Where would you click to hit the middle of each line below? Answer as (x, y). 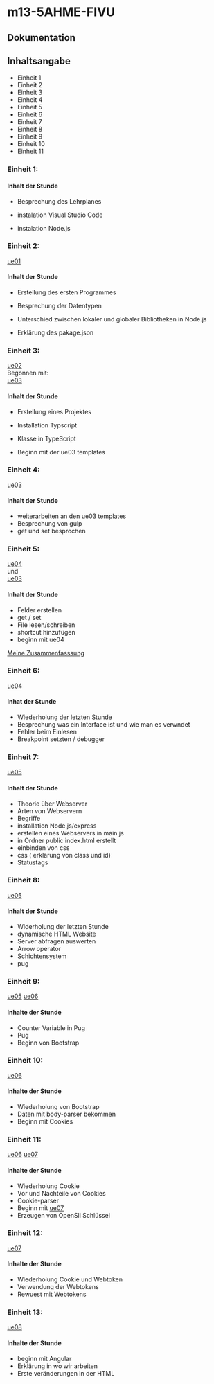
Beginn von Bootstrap (48, 1043)
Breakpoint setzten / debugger (61, 739)
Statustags (33, 862)
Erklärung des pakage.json (55, 332)
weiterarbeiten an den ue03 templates (72, 516)
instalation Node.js (44, 228)
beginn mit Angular (44, 1358)
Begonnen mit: (28, 373)
